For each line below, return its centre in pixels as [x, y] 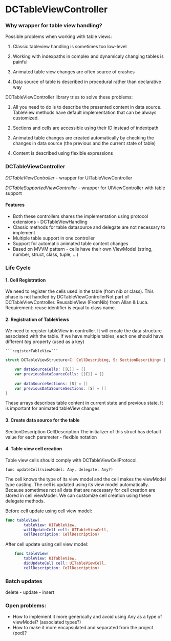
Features [15, 205]
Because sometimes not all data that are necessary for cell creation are [80, 490]
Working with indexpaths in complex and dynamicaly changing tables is [88, 56]
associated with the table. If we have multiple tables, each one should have [84, 336]
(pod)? [20, 633]
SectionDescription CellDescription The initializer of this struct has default [83, 431]
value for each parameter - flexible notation [51, 437]
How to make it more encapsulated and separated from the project [83, 628]
